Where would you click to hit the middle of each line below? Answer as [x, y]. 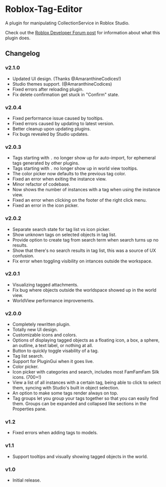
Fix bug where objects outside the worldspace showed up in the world [84, 290]
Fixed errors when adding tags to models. [55, 433]
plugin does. [18, 38]
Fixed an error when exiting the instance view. [59, 179]
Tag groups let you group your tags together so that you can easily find [85, 398]
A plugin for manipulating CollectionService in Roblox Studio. [67, 23]
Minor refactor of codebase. [41, 184]
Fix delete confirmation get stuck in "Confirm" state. [66, 94]
